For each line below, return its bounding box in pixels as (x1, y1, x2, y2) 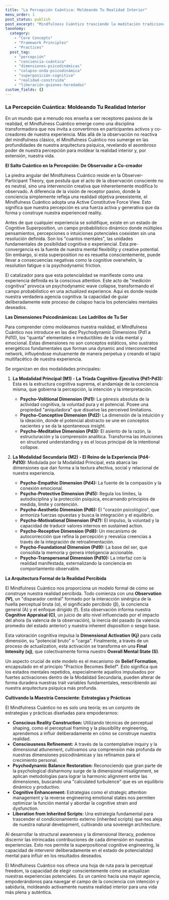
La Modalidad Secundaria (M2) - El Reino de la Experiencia (12, 454, 137, 460)
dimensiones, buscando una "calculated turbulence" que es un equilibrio (12, 778, 163, 785)
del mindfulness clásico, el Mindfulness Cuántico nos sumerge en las (5, 137, 149, 143)
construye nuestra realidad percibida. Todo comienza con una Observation (5, 590, 162, 596)
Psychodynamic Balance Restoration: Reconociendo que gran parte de (12, 762, 162, 768)
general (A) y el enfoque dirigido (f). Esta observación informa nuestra (5, 606, 151, 613)
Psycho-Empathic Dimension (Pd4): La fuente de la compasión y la (20, 479, 162, 486)
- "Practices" (14, 45, 44, 50)
